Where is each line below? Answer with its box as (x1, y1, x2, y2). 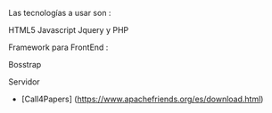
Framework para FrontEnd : (8, 42, 109, 52)
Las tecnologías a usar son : (8, 8, 111, 18)
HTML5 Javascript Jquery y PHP (8, 25, 129, 35)
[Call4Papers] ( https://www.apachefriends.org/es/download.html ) (21, 93, 264, 104)
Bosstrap (8, 60, 42, 69)
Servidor (8, 77, 41, 87)
